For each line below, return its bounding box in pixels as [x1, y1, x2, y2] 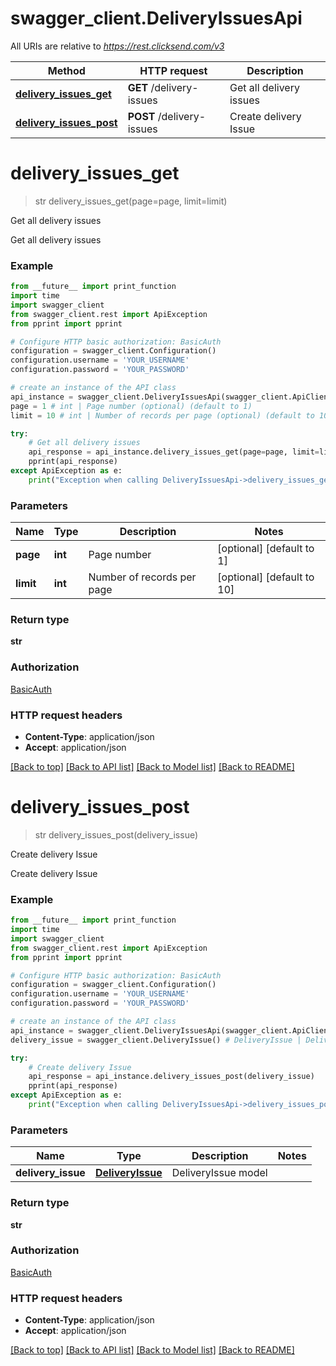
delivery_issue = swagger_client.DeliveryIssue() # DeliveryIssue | [10, 1035, 302, 1045]
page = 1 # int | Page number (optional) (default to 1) [10, 401, 253, 411]
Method [47, 63, 86, 77]
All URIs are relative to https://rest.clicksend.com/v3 [10, 40, 225, 52]
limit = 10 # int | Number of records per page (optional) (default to [10, 410, 315, 421]
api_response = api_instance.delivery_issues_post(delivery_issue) [28, 1072, 315, 1082]
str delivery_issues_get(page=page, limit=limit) [34, 195, 228, 207]
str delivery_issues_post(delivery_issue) [34, 828, 199, 841]
